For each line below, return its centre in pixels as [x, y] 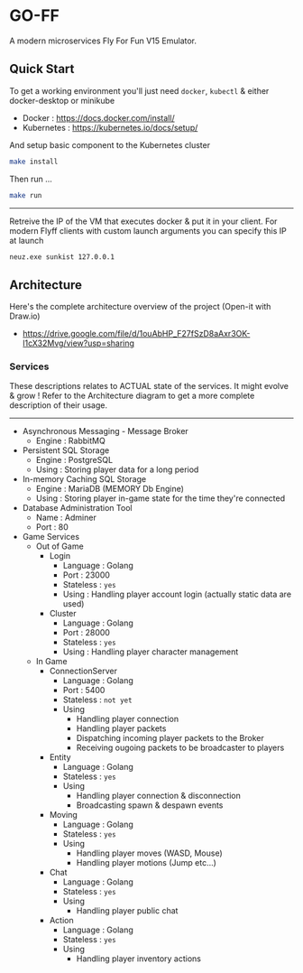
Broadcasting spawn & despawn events [150, 805]
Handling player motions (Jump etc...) [146, 863]
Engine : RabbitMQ [70, 441]
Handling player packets [121, 728]
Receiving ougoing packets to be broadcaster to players [180, 748]
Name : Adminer [66, 518]
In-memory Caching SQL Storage [84, 479]
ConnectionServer [83, 671]
